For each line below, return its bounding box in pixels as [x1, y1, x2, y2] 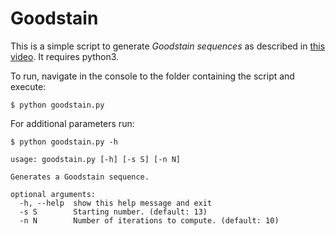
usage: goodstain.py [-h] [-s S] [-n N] [10, 154, 182, 164]
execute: [10, 80, 47, 92]
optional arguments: [10, 189, 97, 199]
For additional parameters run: [10, 117, 135, 129]
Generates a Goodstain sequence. [10, 172, 150, 182]
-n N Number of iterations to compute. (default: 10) [19, 215, 280, 226]
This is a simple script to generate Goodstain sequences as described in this [10, 40, 326, 52]
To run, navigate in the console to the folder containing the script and [10, 70, 295, 82]
